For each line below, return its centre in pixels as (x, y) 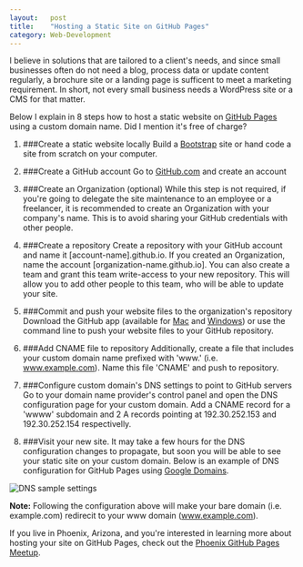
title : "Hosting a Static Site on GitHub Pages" (109, 26)
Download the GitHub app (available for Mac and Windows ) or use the (154, 321)
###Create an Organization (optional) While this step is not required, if (154, 189)
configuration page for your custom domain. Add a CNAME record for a (157, 405)
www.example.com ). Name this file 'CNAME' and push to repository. (151, 368)
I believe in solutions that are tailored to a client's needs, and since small (145, 61)
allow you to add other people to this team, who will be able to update (153, 284)
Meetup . (25, 552)
